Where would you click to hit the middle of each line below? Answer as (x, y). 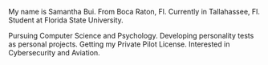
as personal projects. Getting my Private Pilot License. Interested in (119, 44)
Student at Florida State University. (66, 20)
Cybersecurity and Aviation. (54, 53)
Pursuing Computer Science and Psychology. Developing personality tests (131, 36)
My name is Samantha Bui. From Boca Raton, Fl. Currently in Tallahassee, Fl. (134, 12)
